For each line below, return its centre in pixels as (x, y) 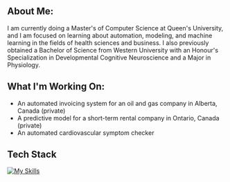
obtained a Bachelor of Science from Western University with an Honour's (113, 50)
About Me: (30, 11)
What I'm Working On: (56, 87)
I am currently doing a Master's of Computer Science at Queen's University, (115, 28)
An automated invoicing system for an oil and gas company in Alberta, (117, 103)
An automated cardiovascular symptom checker (86, 133)
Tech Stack (32, 155)
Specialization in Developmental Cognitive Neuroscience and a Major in (109, 57)
